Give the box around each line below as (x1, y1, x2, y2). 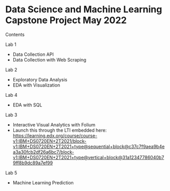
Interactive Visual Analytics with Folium (12, 121, 96, 128)
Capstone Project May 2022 (5, 14, 127, 26)
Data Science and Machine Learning (5, 4, 162, 15)
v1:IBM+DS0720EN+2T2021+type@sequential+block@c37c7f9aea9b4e (12, 143, 165, 150)
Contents (5, 31, 25, 37)
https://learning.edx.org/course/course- (12, 132, 97, 139)
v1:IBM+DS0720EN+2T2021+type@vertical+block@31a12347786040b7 (12, 154, 164, 160)
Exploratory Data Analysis (12, 76, 68, 82)
